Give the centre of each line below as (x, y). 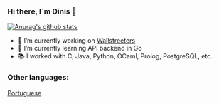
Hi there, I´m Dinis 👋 (42, 11)
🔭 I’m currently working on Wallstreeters (76, 41)
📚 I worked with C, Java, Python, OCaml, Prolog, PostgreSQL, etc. (115, 56)
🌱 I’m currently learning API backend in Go (80, 48)
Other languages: (38, 78)
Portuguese (25, 93)
